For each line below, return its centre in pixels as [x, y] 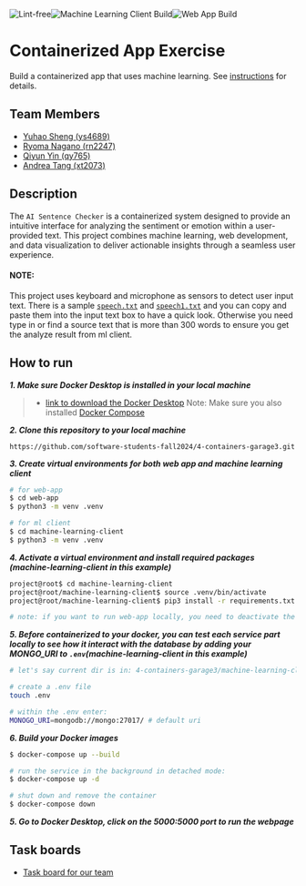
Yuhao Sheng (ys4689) [66, 136]
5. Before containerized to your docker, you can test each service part [145, 635]
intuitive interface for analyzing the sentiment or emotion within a [131, 225]
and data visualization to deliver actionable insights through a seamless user [153, 245]
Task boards [46, 850]
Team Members [55, 114]
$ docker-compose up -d [55, 779]
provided [26, 235]
